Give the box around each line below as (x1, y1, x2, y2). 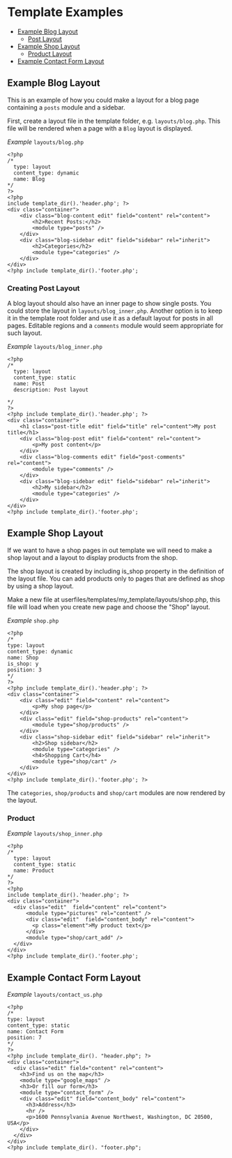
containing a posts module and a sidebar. (7, 103, 125, 112)
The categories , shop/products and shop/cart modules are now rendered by (7, 788, 226, 796)
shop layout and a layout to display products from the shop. (7, 553, 178, 562)
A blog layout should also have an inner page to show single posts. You (7, 299, 212, 308)
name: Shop (7, 654, 39, 661)
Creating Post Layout (7, 283, 80, 293)
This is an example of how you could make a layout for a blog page (7, 96, 200, 104)
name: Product (13, 867, 54, 875)
